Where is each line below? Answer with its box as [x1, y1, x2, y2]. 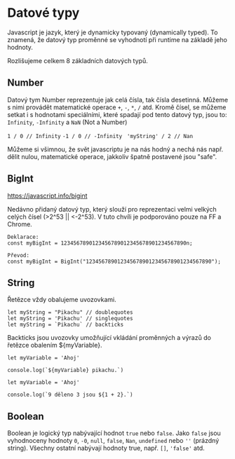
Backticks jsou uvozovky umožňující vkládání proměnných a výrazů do [7, 334, 212, 342]
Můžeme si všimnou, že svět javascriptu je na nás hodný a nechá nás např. [7, 145, 224, 153]
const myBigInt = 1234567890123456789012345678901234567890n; [7, 240, 193, 247]
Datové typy [7, 5, 80, 21]
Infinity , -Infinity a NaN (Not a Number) [7, 118, 128, 126]
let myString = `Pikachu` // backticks [7, 321, 124, 329]
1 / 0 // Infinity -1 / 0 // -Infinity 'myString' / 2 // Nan [7, 132, 194, 139]
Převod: [7, 252, 30, 259]
